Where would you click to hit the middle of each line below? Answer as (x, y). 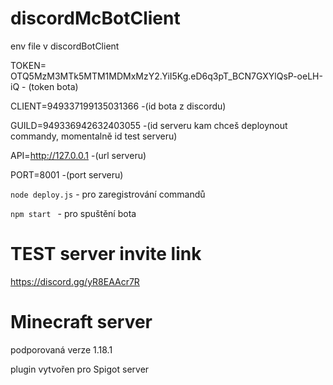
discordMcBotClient (95, 18)
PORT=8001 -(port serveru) (67, 174)
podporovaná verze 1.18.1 (61, 349)
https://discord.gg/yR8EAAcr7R (75, 281)
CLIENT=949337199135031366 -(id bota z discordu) (118, 106)
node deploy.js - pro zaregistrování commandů (108, 194)
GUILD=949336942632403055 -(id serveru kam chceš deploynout (149, 125)
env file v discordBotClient (65, 46)
